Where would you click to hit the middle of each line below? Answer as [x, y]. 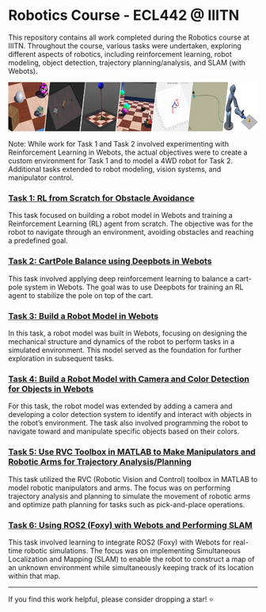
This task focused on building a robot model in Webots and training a [121, 216]
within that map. [34, 576]
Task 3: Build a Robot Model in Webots [84, 316]
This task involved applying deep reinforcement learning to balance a [121, 278]
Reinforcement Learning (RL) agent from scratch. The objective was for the [131, 224]
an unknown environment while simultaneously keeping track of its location [131, 567]
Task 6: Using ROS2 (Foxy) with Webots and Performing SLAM [131, 525]
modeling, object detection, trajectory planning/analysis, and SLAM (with [127, 63]
